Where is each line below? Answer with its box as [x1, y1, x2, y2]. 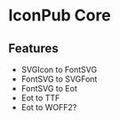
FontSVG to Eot [20, 84, 77, 93]
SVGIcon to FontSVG [20, 64, 98, 75]
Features [8, 41, 59, 56]
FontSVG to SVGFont [20, 74, 98, 84]
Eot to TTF [20, 92, 60, 103]
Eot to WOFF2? [20, 102, 77, 112]
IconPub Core [8, 5, 112, 26]
